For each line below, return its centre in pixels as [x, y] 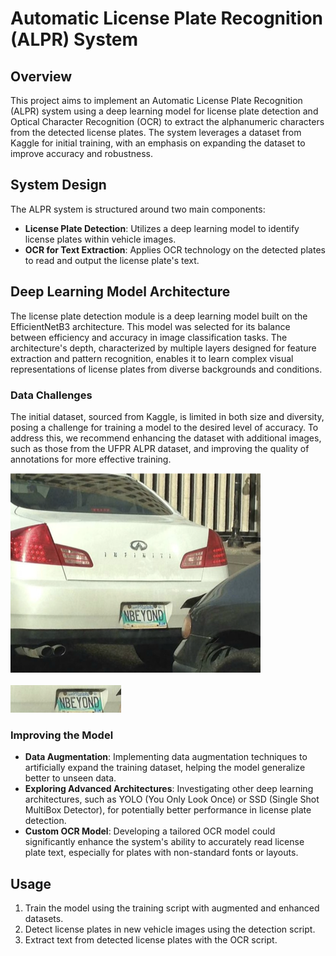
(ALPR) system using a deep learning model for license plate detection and [164, 111]
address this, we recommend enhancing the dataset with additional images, [166, 438]
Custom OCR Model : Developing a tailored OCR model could [150, 831]
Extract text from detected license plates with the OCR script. [151, 940]
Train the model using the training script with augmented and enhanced [172, 908]
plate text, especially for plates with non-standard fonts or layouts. [161, 853]
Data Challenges [51, 395]
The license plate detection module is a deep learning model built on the [159, 316]
